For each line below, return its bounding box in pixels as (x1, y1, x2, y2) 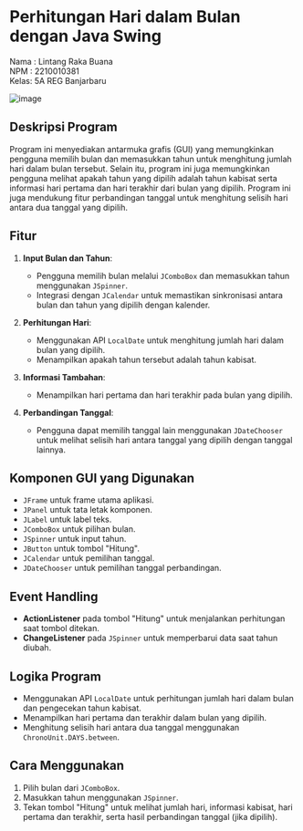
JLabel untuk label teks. (22, 514, 112, 525)
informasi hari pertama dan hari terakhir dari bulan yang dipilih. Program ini (9, 182, 291, 193)
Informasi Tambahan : (22, 371, 106, 382)
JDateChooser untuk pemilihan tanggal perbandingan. (22, 563, 222, 574)
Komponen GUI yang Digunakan (9, 470, 194, 485)
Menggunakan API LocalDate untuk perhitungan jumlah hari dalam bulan (22, 693, 295, 703)
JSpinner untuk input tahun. (22, 534, 127, 545)
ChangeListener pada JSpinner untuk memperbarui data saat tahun (22, 632, 278, 644)
